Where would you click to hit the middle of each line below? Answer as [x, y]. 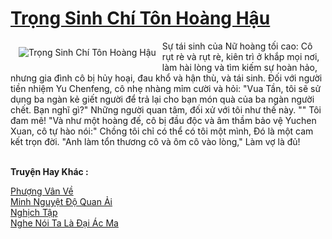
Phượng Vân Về [42, 191]
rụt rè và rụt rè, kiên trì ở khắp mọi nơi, [240, 56]
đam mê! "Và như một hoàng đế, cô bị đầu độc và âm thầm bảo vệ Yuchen [163, 120]
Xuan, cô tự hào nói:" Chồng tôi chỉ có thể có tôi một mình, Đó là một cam [162, 131]
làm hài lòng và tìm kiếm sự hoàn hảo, [239, 67]
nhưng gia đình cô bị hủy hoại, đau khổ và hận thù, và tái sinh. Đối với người [166, 78]
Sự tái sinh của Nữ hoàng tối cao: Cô [237, 46]
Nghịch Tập [34, 212]
